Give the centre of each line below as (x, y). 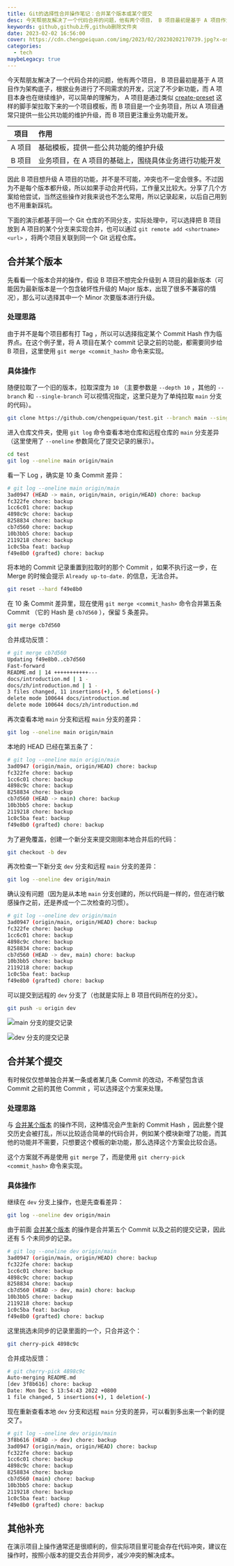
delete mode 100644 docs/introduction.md (68, 698)
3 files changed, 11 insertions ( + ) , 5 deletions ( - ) (84, 692)
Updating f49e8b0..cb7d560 (46, 660)
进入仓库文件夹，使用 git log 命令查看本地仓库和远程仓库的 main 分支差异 (113, 432)
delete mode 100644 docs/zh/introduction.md (73, 705)
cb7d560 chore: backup (40, 527)
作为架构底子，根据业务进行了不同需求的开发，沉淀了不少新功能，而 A (114, 89)
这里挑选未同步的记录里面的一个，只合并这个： (74, 1331)
